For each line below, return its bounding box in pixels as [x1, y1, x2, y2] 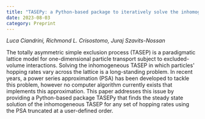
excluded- [164, 56, 190, 63]
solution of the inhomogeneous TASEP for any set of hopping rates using [6, 101, 190, 108]
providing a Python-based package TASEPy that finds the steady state [6, 94, 184, 101]
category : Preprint [6, 20, 56, 26]
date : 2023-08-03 [6, 15, 51, 21]
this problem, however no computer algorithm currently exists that [6, 81, 173, 88]
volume [6, 62, 26, 69]
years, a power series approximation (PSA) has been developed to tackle [6, 74, 190, 82]
